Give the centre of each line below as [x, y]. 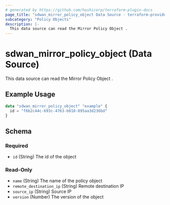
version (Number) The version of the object [58, 197]
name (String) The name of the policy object [57, 181]
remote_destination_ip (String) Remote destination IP [68, 186]
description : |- [22, 24]
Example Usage [30, 94]
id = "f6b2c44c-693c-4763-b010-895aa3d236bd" [59, 111]
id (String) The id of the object [45, 157]
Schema [18, 131]
